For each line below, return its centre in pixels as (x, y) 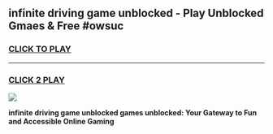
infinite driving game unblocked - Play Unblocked (136, 13)
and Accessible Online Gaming (61, 121)
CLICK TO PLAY (40, 50)
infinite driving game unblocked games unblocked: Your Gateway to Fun (133, 112)
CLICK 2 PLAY (37, 80)
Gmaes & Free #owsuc (66, 26)
